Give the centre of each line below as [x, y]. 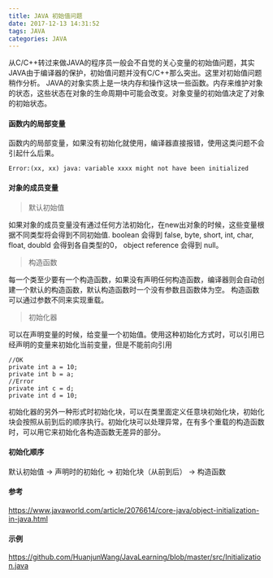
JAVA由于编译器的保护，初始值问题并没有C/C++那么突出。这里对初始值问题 [135, 73]
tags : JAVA [27, 31]
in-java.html [28, 519]
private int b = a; [41, 374]
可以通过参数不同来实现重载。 [58, 300]
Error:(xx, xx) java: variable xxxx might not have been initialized [129, 169]
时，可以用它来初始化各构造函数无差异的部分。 [87, 432]
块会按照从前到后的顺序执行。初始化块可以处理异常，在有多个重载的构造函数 [136, 422]
